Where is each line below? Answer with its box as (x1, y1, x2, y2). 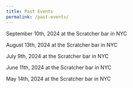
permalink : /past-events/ (6, 14, 69, 20)
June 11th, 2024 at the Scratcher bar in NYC (6, 64, 112, 71)
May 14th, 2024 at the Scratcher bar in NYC (6, 75, 111, 82)
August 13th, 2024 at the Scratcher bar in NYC (6, 41, 118, 48)
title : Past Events (6, 8, 54, 15)
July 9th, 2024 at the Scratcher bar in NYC (6, 52, 109, 59)
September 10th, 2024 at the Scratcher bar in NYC (6, 30, 127, 37)
